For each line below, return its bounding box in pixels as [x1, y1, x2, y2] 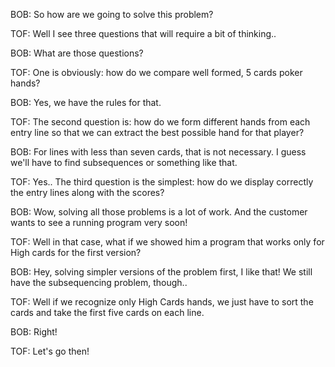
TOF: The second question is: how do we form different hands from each [10, 116, 311, 128]
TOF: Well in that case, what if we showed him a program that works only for [10, 236, 325, 248]
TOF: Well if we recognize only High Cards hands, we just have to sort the [10, 296, 314, 308]
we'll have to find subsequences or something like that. [10, 157, 238, 168]
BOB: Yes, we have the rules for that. [10, 97, 162, 108]
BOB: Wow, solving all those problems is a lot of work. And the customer [10, 206, 308, 218]
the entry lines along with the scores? [10, 187, 165, 198]
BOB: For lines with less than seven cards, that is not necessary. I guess [10, 146, 307, 158]
